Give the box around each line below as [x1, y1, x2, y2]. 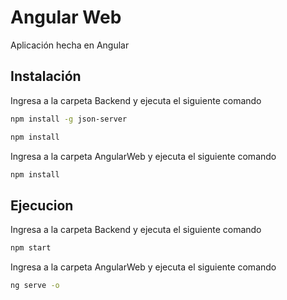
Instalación [10, 68, 82, 85]
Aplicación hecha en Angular [10, 39, 130, 51]
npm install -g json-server [10, 114, 128, 124]
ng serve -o [10, 281, 60, 291]
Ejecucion [10, 197, 74, 214]
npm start [10, 243, 52, 253]
